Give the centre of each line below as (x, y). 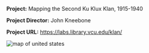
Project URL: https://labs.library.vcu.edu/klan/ (64, 32)
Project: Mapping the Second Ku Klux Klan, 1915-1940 (75, 9)
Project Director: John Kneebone (48, 20)
